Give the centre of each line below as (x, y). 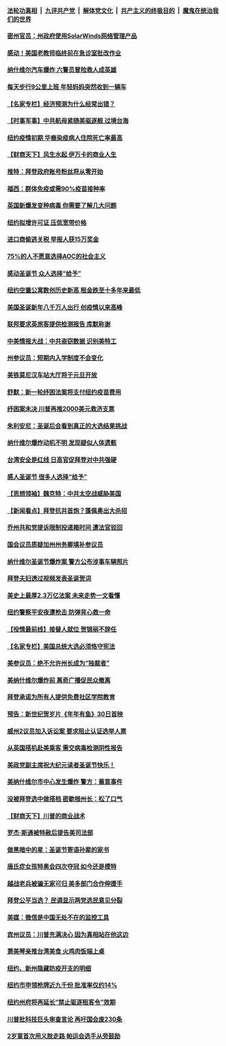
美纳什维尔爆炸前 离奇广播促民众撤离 (59, 680)
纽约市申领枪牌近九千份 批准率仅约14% (62, 985)
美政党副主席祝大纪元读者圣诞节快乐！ (61, 764)
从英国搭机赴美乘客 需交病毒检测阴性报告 (65, 748)
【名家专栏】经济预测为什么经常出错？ (61, 103)
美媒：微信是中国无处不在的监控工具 (58, 917)
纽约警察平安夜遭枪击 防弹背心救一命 (59, 612)
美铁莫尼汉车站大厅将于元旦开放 (52, 375)
